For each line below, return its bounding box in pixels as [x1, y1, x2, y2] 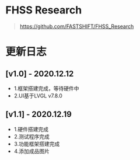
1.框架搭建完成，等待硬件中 [13, 85, 79, 92]
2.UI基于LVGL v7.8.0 [13, 92, 62, 99]
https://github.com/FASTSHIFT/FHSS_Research [19, 23, 134, 30]
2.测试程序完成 [13, 133, 50, 140]
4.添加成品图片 [13, 147, 50, 155]
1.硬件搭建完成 [13, 126, 49, 133]
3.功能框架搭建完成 [13, 140, 60, 147]
